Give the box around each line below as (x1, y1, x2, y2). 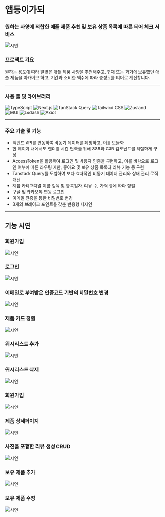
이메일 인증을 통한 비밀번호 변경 (12, 195, 73, 201)
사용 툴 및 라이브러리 (5, 93, 51, 100)
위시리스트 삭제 (5, 366, 39, 373)
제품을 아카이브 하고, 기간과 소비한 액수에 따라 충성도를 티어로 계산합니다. (10, 74, 151, 80)
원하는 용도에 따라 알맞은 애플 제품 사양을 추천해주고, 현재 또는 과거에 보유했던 (5, 69, 155, 74)
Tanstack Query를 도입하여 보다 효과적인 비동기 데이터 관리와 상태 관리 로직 (12, 171, 159, 177)
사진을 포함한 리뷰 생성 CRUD (5, 443, 71, 450)
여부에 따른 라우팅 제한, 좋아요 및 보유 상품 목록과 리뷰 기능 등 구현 (17, 164, 144, 170)
